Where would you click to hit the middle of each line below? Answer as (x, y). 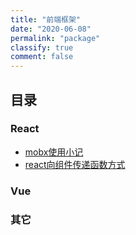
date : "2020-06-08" (51, 29)
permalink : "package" (55, 38)
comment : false (42, 57)
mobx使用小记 (54, 152)
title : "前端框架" (46, 19)
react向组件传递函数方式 (75, 164)
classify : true (42, 47)
